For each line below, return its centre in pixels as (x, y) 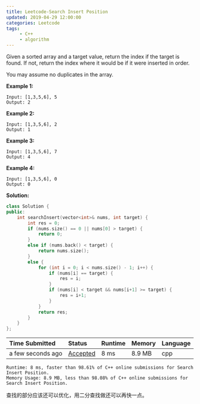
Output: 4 (19, 157)
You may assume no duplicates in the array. (60, 75)
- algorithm (34, 40)
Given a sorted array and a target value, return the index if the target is (93, 57)
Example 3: (20, 141)
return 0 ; (50, 234)
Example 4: (20, 168)
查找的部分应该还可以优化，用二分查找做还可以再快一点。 (77, 395)
